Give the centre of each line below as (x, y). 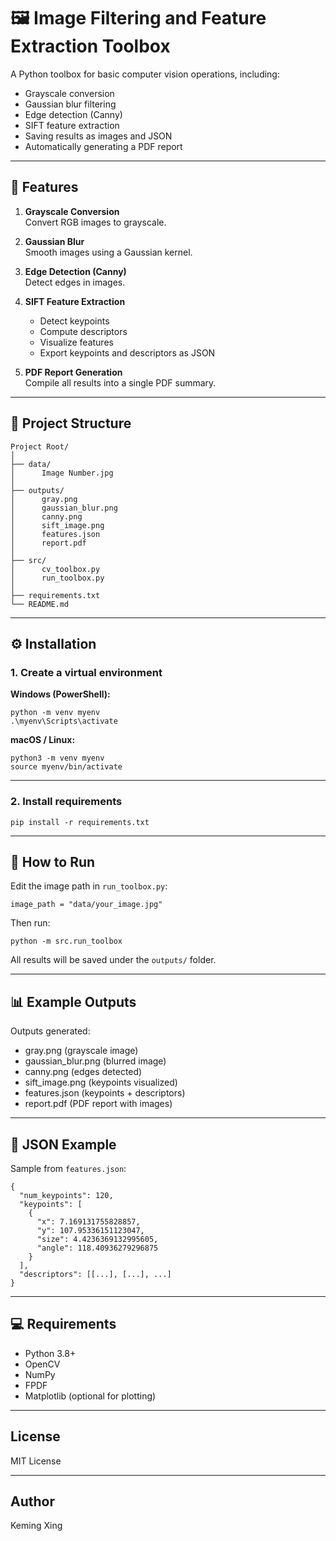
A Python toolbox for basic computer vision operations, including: (145, 74)
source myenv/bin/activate (66, 767)
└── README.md (40, 604)
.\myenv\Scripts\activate (64, 721)
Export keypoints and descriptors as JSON (127, 352)
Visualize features (76, 342)
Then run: (30, 923)
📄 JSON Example (63, 1144)
